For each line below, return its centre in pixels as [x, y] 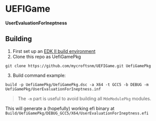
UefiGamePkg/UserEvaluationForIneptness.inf [53, 89]
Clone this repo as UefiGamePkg [47, 56]
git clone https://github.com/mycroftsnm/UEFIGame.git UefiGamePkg [78, 66]
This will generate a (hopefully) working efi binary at [60, 108]
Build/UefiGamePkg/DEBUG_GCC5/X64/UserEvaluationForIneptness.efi [77, 113]
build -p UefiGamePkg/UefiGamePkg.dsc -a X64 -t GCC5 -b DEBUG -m [77, 84]
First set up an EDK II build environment [54, 51]
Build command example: [39, 75]
